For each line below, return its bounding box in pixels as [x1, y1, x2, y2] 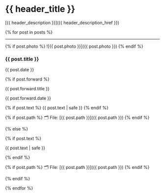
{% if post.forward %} [5, 76, 50, 82]
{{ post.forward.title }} [5, 86, 50, 92]
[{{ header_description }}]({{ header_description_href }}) [5, 20, 119, 26]
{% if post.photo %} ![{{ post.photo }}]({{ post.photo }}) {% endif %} [5, 43, 143, 49]
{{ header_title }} [5, 3, 75, 15]
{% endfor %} [5, 185, 33, 191]
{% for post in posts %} [5, 29, 53, 35]
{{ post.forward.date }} [5, 95, 52, 101]
